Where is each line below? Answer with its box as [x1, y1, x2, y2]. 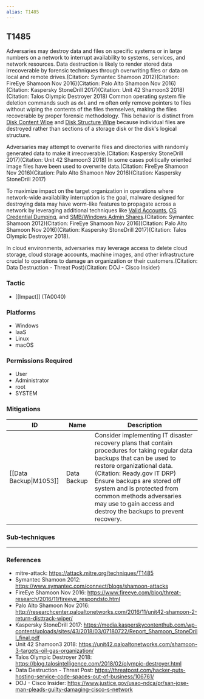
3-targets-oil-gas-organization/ [15, 647, 94, 655]
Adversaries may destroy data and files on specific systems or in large [6, 47, 182, 55]
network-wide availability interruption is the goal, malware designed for [6, 194, 185, 201]
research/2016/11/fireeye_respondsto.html [15, 596, 120, 603]
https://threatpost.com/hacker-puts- [95, 667, 186, 674]
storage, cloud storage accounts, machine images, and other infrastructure [6, 251, 194, 259]
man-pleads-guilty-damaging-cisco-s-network [15, 686, 133, 694]
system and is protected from [94, 484, 179, 493]
